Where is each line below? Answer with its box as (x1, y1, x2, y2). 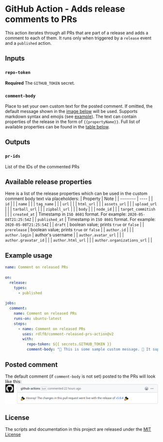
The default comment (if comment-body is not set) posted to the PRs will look (5, 373, 156, 379)
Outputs (5, 138, 31, 147)
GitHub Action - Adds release (5, 3, 125, 15)
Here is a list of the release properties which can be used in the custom (5, 191, 148, 197)
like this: (5, 378, 22, 384)
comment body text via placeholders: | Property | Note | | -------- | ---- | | (5, 196, 153, 202)
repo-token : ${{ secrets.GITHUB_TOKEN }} (26, 342, 112, 347)
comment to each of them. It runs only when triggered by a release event (5, 35, 152, 41)
